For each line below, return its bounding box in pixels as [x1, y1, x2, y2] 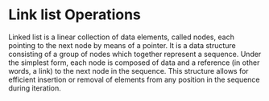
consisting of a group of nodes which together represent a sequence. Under [8, 49, 262, 59]
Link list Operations [8, 6, 141, 24]
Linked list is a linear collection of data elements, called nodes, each [8, 32, 235, 42]
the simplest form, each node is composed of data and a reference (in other [8, 58, 260, 67]
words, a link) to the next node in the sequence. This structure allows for [8, 66, 249, 75]
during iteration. [8, 83, 62, 93]
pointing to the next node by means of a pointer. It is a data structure [8, 40, 236, 50]
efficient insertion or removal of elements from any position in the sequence [8, 75, 260, 84]
